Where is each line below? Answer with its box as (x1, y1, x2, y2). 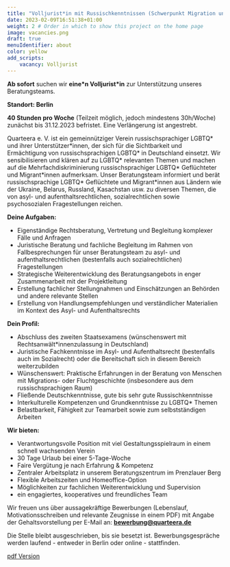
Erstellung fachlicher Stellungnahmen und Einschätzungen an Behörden (16, 284, 220, 292)
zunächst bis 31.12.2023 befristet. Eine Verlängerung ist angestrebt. (7, 121, 198, 129)
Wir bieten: (7, 426, 40, 434)
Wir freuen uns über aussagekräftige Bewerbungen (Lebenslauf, (7, 503, 188, 512)
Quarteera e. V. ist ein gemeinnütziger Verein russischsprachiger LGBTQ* (7, 134, 214, 142)
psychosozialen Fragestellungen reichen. (7, 199, 123, 207)
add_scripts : (7, 55, 44, 62)
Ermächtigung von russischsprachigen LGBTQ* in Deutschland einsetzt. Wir (7, 149, 221, 157)
